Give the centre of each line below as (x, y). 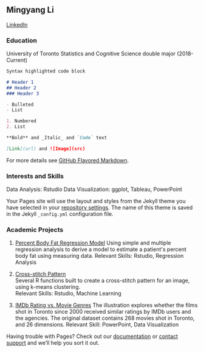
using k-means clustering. (48, 287)
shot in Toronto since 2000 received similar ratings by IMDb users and (103, 312)
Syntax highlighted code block (46, 71)
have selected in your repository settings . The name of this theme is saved (100, 208)
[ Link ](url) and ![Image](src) (46, 148)
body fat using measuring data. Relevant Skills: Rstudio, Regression (99, 256)
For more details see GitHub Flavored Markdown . (68, 160)
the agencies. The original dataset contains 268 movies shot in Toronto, (105, 318)
